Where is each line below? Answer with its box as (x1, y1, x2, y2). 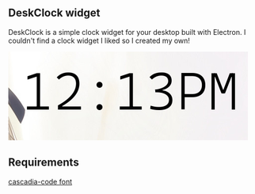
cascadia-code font (8, 177, 73, 186)
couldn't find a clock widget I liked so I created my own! (8, 36, 190, 45)
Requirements (8, 156, 79, 169)
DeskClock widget (8, 6, 101, 20)
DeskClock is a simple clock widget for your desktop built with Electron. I (8, 27, 246, 36)
